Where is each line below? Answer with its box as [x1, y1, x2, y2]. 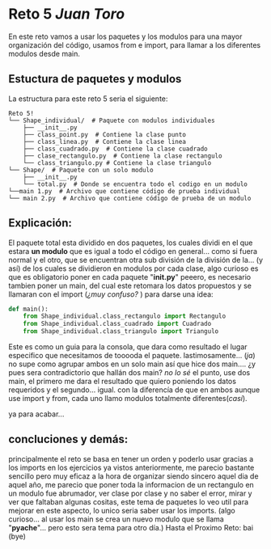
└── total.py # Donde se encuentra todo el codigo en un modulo [23, 179, 248, 188]
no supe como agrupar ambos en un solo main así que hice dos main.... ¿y [8, 359, 256, 369]
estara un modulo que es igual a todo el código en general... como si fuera [8, 246, 257, 255]
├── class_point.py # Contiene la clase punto [23, 130, 186, 138]
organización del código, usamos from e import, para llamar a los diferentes [8, 40, 261, 49]
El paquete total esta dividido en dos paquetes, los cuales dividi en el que [8, 238, 253, 247]
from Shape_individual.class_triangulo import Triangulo [23, 327, 219, 336]
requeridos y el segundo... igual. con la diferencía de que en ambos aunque [8, 385, 260, 395]
